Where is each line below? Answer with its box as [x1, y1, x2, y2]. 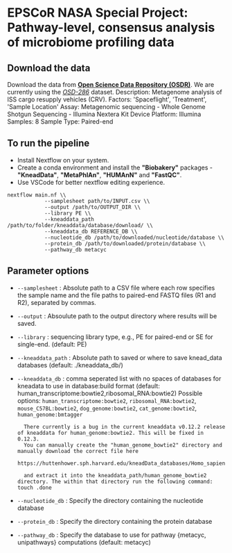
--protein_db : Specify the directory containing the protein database [17, 517, 213, 525]
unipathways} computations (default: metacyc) [17, 538, 151, 546]
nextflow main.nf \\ [7, 191, 67, 199]
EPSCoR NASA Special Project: [7, 5, 188, 21]
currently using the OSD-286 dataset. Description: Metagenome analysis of [7, 88, 223, 96]
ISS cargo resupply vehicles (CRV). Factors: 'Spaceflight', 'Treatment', [7, 95, 207, 104]
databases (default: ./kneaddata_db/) [17, 361, 123, 369]
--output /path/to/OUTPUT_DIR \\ [44, 204, 141, 211]
